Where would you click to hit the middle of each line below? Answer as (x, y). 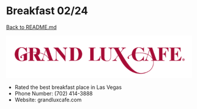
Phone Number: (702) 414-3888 (54, 94)
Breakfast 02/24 (47, 11)
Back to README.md (32, 27)
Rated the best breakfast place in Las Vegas (68, 87)
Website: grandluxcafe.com (48, 100)
